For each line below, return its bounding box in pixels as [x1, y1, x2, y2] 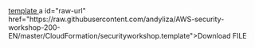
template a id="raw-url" [8, 6, 86, 15]
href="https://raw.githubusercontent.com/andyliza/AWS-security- [8, 14, 225, 24]
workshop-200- [8, 23, 61, 32]
